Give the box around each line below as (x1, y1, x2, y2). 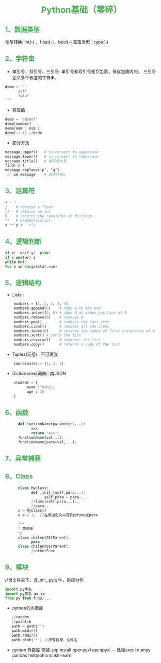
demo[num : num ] (5, 126, 40, 131)
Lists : (12, 292, 24, 298)
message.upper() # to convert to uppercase (5, 149, 98, 155)
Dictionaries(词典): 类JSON (12, 370, 66, 376)
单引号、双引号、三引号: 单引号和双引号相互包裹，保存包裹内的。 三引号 (12, 69, 156, 74)
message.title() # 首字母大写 (5, 158, 67, 163)
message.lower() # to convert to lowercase (5, 154, 98, 159)
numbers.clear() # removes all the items (14, 324, 110, 329)
